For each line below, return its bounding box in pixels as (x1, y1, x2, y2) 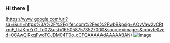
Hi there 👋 (5, 5, 30, 12)
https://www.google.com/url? (7, 16, 69, 22)
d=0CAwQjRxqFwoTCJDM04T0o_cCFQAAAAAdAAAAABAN (5, 32, 131, 38)
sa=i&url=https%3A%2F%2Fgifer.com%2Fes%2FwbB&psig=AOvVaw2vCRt (5, 21, 164, 27)
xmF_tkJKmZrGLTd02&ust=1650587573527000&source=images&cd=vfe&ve (5, 27, 165, 33)
